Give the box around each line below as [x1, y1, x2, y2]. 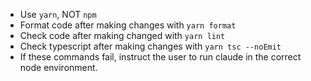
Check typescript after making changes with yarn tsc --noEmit [19, 40, 282, 52]
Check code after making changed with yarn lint [19, 30, 226, 41]
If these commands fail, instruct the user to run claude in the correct [19, 51, 302, 63]
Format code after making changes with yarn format [19, 19, 237, 31]
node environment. [19, 62, 98, 73]
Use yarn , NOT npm [19, 9, 97, 20]
